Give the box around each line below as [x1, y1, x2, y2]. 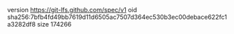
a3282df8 [7, 20, 36, 28]
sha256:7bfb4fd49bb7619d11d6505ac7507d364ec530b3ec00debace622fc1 [7, 13, 227, 21]
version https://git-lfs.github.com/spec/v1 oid [7, 6, 138, 14]
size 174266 [37, 20, 72, 28]
